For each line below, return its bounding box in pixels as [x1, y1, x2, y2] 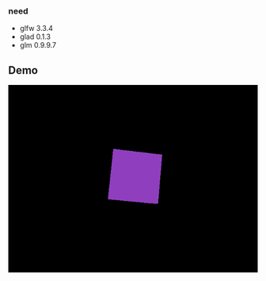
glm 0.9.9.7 [19, 40, 57, 50]
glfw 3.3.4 [19, 24, 53, 33]
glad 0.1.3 [19, 32, 51, 41]
